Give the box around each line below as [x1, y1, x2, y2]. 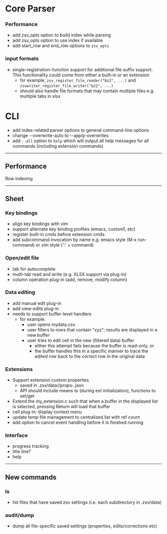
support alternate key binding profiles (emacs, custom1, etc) [12, 226, 136, 232]
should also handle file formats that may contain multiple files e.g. [19, 88, 155, 94]
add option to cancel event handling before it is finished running [12, 420, 144, 426]
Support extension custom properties [12, 377, 89, 383]
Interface [5, 432, 28, 439]
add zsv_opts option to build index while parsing [12, 32, 111, 38]
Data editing [5, 289, 36, 296]
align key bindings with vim [12, 221, 68, 227]
